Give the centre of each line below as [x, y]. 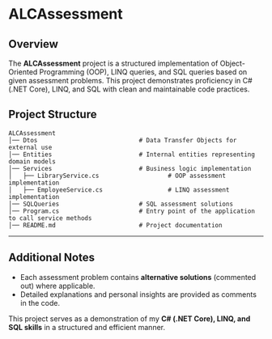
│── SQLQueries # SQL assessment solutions [121, 204]
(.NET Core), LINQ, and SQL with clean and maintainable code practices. [129, 89]
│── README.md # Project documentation [115, 225]
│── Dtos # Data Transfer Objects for [123, 140]
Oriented [23, 72]
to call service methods [50, 218]
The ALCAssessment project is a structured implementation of [113, 63]
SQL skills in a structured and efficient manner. [87, 327]
